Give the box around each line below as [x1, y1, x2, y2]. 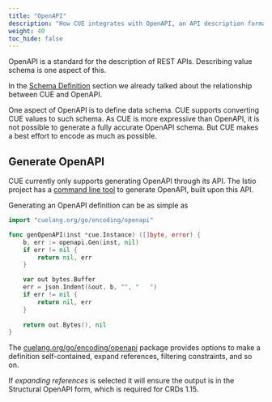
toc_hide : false [8, 34, 63, 43]
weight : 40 [8, 27, 45, 35]
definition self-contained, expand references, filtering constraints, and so [8, 352, 253, 361]
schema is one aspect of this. [8, 66, 107, 75]
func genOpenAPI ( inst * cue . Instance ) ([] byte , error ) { [8, 230, 201, 239]
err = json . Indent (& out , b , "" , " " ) [23, 283, 158, 292]
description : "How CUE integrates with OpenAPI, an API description [8, 19, 244, 28]
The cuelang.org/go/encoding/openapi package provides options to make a [8, 343, 261, 353]
